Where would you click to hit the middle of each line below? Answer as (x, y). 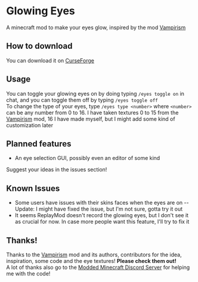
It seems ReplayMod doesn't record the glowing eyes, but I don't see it (102, 215)
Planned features (39, 144)
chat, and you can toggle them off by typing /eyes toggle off (82, 100)
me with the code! (28, 274)
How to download (39, 46)
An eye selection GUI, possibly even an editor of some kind (87, 158)
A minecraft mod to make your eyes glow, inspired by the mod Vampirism (96, 27)
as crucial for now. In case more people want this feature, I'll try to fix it (102, 222)
